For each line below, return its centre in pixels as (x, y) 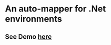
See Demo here (28, 37)
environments (34, 19)
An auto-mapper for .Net (55, 9)
